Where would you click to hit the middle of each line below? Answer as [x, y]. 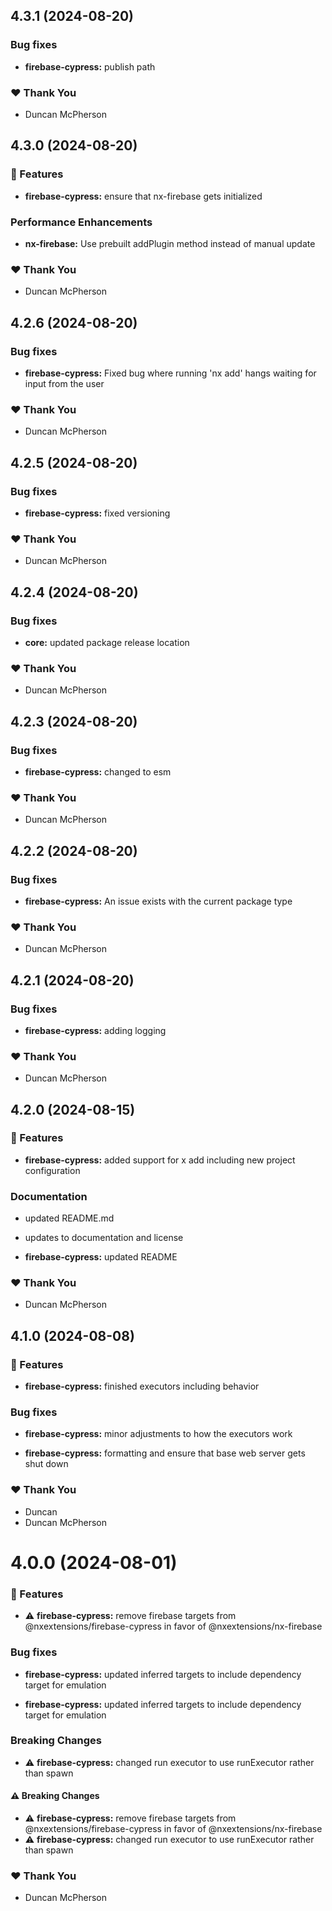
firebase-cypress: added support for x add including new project [160, 1160]
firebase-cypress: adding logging [95, 1030]
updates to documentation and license [104, 1238]
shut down [46, 1464]
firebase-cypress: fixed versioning [97, 513]
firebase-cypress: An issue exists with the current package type [158, 901]
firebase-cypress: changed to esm [98, 771]
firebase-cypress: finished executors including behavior [142, 1386]
